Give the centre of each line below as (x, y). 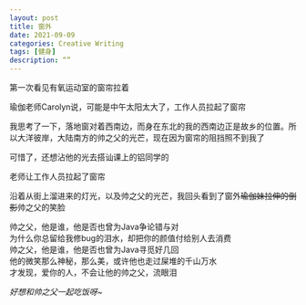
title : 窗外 (31, 26)
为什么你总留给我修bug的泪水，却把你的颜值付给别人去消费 (121, 238)
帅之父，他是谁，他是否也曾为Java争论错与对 (94, 226)
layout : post (34, 18)
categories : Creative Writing (67, 43)
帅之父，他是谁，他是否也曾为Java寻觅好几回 (94, 249)
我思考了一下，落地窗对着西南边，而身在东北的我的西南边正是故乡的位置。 (149, 126)
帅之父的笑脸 (41, 207)
